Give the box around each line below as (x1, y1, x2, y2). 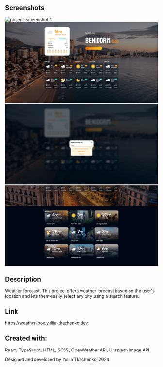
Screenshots (5, 4, 45, 12)
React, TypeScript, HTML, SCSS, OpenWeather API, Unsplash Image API (5, 347, 149, 353)
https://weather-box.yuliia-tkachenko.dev (5, 320, 88, 326)
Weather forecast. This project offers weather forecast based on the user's (5, 288, 155, 294)
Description (5, 275, 41, 284)
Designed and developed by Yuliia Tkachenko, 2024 (5, 356, 110, 363)
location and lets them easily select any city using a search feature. (5, 293, 140, 299)
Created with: (5, 334, 48, 342)
